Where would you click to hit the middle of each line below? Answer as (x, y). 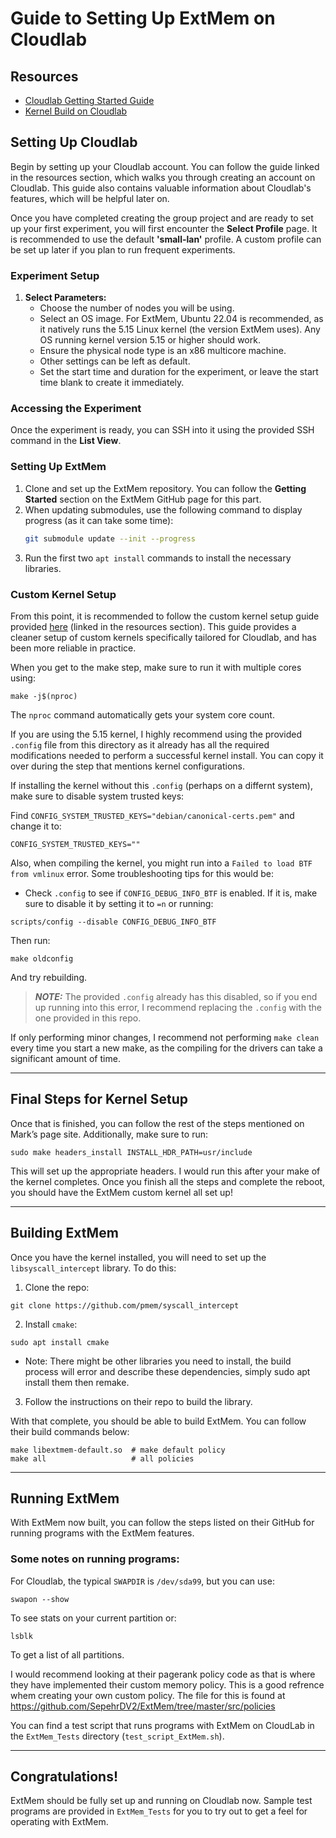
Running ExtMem (65, 1498)
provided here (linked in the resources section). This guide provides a (153, 626)
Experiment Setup (55, 275)
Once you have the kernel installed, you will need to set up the (138, 1257)
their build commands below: (70, 1431)
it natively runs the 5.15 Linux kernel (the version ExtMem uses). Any (180, 329)
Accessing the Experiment (76, 409)
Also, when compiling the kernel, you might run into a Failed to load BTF (161, 863)
